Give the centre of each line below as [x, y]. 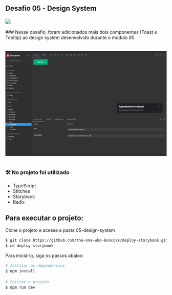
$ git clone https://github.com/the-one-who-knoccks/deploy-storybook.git [87, 241]
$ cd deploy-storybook [29, 246]
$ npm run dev [20, 287]
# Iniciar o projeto [27, 282]
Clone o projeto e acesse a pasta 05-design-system [60, 230]
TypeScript [24, 185]
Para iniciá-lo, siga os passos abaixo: [44, 255]
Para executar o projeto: [44, 218]
